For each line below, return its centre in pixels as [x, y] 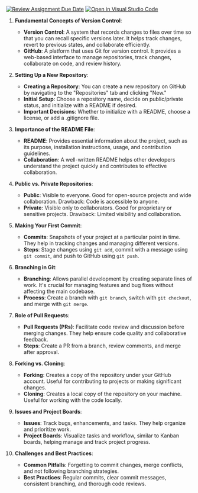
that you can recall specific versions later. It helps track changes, [103, 38]
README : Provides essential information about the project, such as [106, 141]
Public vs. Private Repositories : [54, 184]
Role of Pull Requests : [42, 315]
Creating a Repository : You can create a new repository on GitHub [105, 86]
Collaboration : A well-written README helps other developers [99, 159]
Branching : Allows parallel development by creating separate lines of [108, 279]
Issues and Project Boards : [48, 412]
